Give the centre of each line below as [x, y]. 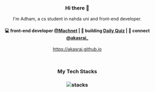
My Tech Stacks [77, 71]
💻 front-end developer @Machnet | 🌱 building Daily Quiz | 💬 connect [77, 30]
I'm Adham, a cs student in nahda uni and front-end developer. [77, 19]
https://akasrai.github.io [77, 49]
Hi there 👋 [77, 8]
